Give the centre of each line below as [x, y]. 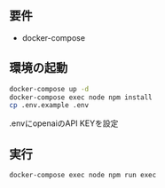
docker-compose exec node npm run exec [83, 176]
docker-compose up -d [49, 89]
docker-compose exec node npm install [81, 97]
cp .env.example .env [49, 106]
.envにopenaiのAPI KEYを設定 [64, 123]
